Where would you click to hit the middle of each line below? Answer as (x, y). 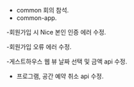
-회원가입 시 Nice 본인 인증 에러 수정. (56, 32)
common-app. (36, 18)
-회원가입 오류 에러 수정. (39, 47)
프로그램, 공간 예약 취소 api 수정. (60, 76)
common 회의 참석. (43, 10)
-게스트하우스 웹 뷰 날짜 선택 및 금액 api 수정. (67, 61)
